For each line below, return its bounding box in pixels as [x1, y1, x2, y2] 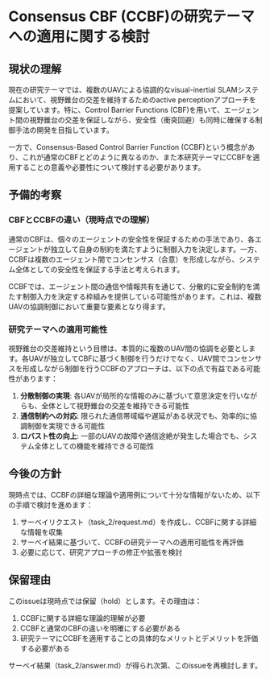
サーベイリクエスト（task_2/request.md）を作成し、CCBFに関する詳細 [19, 517, 257, 527]
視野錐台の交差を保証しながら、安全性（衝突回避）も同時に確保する [29, 115, 255, 125]
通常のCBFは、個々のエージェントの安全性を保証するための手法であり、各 [8, 234, 255, 244]
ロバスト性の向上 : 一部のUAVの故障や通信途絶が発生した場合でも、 [19, 431, 243, 440]
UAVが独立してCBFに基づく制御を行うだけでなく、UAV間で [28, 353, 227, 363]
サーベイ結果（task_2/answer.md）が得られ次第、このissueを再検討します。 [8, 660, 262, 670]
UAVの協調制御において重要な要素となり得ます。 [8, 301, 171, 311]
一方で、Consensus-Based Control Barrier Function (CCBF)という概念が [8, 143, 248, 151]
